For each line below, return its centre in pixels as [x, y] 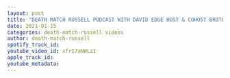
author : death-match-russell [49, 39]
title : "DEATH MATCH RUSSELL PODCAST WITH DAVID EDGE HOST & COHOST [107, 20]
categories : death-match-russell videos [66, 32]
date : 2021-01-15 [32, 26]
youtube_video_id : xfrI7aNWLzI [52, 52]
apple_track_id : [30, 58]
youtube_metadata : [33, 64]
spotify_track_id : [33, 45]
